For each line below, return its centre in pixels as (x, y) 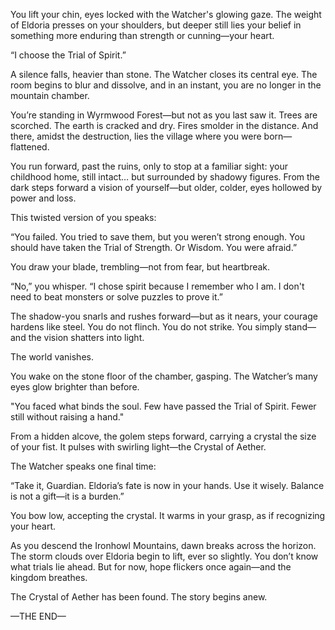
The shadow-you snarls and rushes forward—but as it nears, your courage (164, 316)
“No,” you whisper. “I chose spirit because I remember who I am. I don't (157, 286)
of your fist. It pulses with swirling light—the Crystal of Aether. (138, 447)
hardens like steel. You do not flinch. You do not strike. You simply (146, 327)
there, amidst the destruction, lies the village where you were (136, 136)
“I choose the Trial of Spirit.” (68, 55)
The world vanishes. (52, 357)
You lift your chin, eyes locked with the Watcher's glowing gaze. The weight (166, 14)
